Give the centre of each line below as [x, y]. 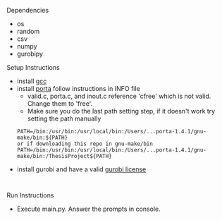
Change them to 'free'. [60, 104]
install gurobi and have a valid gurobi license [81, 169]
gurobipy [30, 54]
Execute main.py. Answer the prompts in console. [88, 209]
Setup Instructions [33, 67]
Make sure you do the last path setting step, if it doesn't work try [121, 111]
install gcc [32, 81]
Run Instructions [30, 195]
